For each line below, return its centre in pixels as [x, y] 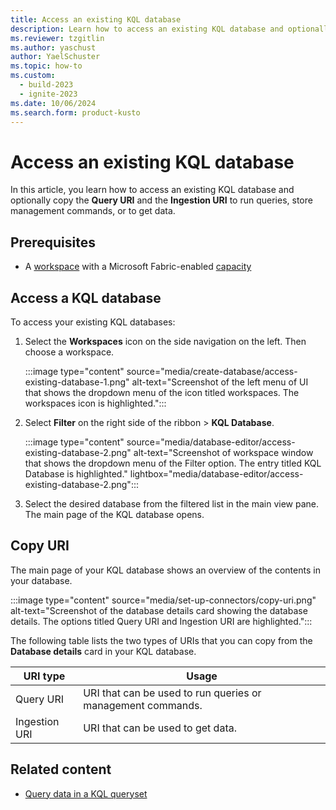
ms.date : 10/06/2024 [53, 103]
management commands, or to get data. [93, 211]
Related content [61, 769]
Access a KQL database [86, 297]
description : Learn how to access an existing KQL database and [147, 29]
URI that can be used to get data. [160, 728]
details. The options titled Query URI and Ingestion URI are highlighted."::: [161, 621]
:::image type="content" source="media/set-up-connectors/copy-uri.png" [163, 600]
